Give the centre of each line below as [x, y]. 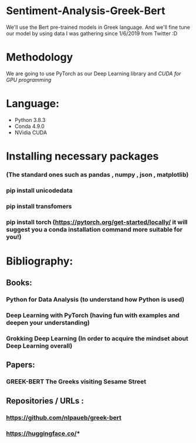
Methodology [40, 57]
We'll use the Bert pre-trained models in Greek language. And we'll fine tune [98, 27]
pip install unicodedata [39, 190]
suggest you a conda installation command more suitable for [94, 229]
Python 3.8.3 [30, 120]
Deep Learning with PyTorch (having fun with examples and [93, 315]
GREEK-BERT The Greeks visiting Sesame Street [76, 382]
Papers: [21, 365]
